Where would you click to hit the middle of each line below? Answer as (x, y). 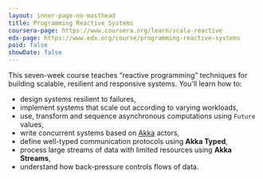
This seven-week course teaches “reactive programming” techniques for (128, 75)
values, (31, 125)
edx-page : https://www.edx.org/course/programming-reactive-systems (124, 38)
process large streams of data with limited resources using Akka (126, 150)
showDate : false (35, 53)
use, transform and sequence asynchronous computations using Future (137, 116)
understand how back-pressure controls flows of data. (109, 167)
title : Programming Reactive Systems (71, 23)
